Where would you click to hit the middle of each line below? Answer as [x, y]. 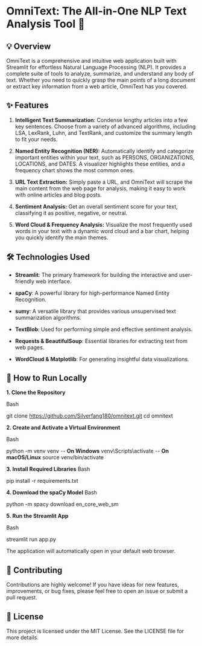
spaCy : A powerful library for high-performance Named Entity [92, 293]
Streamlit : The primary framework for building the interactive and [96, 275]
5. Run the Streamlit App [37, 516]
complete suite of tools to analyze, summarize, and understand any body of [100, 73]
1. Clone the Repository [36, 392]
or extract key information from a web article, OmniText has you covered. [97, 86]
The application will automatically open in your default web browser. [91, 551]
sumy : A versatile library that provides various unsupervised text [95, 311]
